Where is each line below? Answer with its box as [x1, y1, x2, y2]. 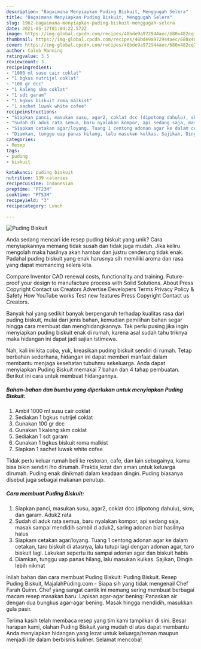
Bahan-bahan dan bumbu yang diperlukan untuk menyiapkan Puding [6, 386, 184, 393]
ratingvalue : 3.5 [6, 53, 50, 59]
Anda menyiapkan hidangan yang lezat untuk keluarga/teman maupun [6, 630, 179, 637]
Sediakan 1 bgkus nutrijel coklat [14, 414, 93, 421]
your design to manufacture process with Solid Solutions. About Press [20, 279, 194, 287]
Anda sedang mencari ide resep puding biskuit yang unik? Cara [6, 236, 163, 243]
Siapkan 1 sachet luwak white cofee [14, 446, 103, 453]
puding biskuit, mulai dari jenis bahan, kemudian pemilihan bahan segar [6, 316, 182, 323]
